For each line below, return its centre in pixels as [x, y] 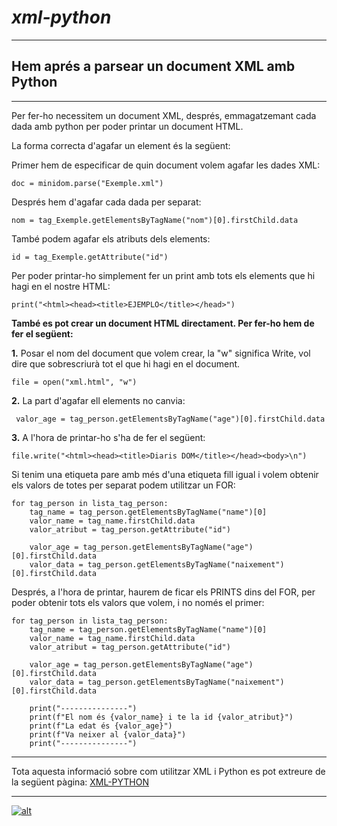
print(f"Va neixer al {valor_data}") [108, 734]
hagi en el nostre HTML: [61, 286]
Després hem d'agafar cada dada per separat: [106, 202]
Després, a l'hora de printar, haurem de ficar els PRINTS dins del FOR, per [163, 592]
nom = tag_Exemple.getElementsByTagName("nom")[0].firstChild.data [155, 220]
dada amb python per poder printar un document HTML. [127, 126]
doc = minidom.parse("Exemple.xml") [87, 183]
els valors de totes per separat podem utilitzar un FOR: [123, 485]
